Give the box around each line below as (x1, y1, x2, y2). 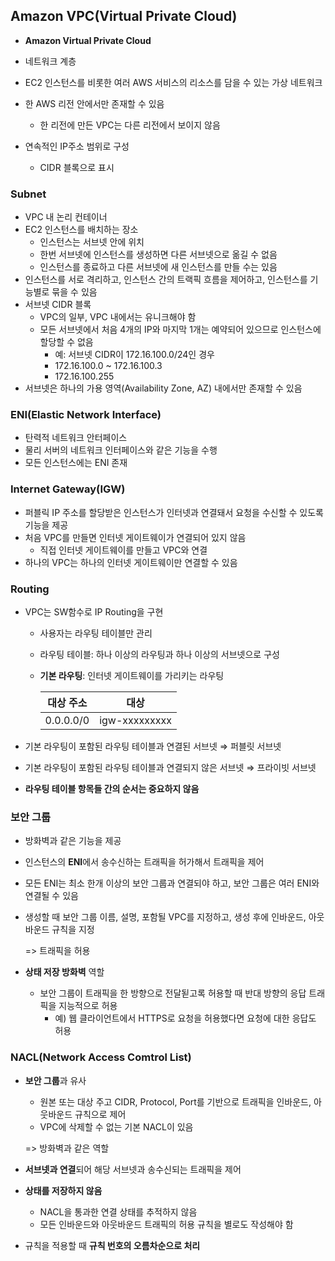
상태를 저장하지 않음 (24, 1184, 103, 1196)
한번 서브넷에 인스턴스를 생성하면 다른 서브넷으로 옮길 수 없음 (39, 249, 278, 261)
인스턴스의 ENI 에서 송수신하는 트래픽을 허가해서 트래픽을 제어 (24, 856, 265, 868)
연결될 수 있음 (24, 890, 79, 902)
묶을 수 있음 (51, 286, 98, 298)
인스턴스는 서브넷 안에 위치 (39, 236, 145, 248)
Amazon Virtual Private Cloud (24, 34, 152, 46)
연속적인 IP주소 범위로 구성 (24, 140, 130, 152)
